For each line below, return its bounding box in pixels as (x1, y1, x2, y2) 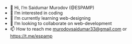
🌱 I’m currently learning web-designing (10, 15, 91, 21)
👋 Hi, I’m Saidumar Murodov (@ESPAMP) (10, 5, 94, 10)
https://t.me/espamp (10, 33, 53, 39)
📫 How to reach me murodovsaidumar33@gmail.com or (10, 26, 127, 32)
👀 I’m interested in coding (10, 10, 63, 16)
